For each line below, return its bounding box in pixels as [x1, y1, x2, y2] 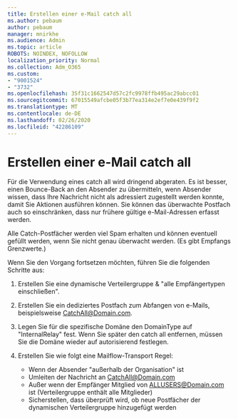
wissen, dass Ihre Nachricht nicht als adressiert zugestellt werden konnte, [7, 193, 224, 201]
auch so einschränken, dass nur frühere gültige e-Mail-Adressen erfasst [7, 208, 219, 216]
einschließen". [17, 287, 60, 296]
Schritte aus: [7, 266, 45, 275]
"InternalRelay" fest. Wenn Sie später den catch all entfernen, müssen [17, 330, 223, 339]
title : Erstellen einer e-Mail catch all [7, 10, 133, 18]
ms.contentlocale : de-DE [7, 110, 81, 117]
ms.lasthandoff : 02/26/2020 [7, 116, 91, 123]
